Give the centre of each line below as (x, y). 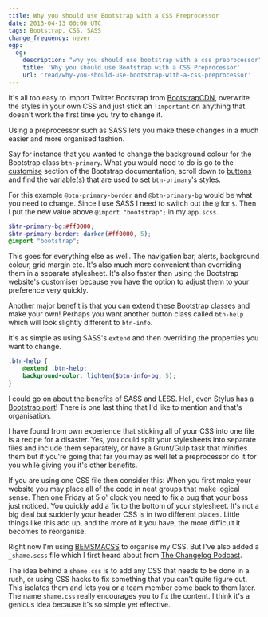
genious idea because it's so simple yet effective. (90, 604)
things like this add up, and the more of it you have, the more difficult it (124, 522)
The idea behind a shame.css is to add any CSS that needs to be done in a (129, 570)
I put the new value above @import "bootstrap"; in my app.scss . (114, 211)
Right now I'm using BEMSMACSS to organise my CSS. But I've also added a (134, 546)
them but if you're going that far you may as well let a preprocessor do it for (132, 456)
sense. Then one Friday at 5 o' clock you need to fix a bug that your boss (128, 497)
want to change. (35, 347)
